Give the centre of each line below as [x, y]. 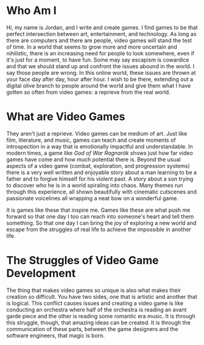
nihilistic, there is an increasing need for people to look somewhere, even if [100, 53]
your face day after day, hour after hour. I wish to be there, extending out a [100, 79]
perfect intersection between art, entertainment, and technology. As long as [101, 33]
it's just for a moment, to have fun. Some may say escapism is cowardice [98, 60]
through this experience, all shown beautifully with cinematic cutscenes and [101, 192]
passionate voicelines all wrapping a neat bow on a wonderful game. [92, 198]
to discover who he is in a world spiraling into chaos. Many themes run [95, 185]
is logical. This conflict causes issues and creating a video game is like [95, 303]
